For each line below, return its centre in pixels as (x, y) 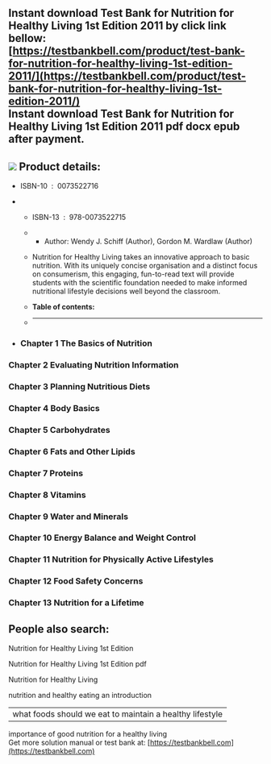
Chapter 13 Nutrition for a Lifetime (76, 603)
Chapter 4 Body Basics (54, 408)
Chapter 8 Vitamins (47, 495)
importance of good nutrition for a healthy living (88, 734)
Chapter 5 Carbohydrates (59, 430)
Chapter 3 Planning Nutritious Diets (79, 386)
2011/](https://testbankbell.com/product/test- (127, 76)
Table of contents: (63, 307)
